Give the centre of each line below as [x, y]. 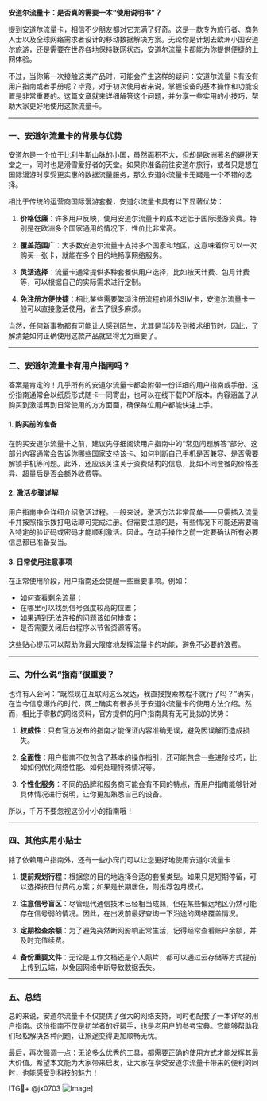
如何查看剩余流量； [51, 598]
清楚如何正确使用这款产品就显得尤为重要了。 [88, 336]
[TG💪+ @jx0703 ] [51, 1088]
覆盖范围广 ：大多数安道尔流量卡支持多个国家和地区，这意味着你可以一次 [138, 245]
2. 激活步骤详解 [33, 493]
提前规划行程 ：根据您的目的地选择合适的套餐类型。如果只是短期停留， [135, 876]
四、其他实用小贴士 [45, 841]
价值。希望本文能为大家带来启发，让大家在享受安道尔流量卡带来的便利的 [133, 1063]
